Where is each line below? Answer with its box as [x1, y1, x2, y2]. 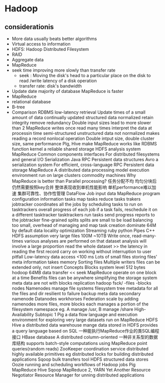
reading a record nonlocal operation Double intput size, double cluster [11, 135, 155, 141]
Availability [11, 312, 34, 317]
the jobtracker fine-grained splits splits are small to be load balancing [11, 217, 153, 223]
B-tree [11, 104, 25, 110]
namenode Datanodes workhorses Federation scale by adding [11, 296, 139, 301]
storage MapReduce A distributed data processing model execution [11, 167, 150, 173]
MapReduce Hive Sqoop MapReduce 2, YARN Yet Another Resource [11, 367, 151, 373]
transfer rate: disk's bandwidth [19, 83, 82, 89]
